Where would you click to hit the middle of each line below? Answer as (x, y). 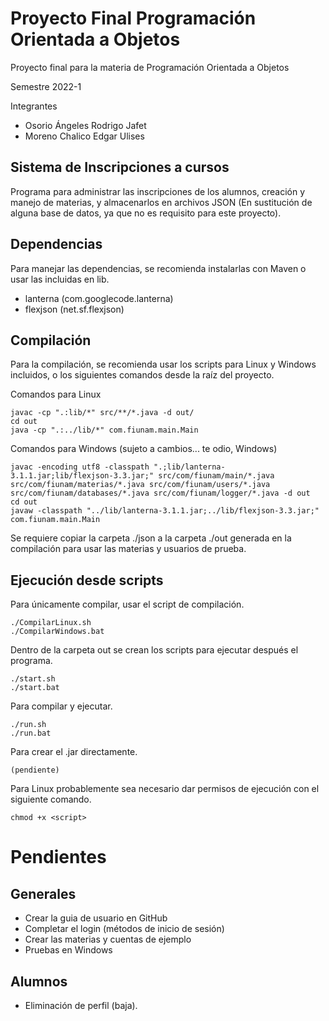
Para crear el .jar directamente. (74, 752)
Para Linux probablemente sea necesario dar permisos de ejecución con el (165, 789)
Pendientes (58, 857)
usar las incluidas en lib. (60, 279)
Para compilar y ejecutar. (61, 706)
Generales (43, 893)
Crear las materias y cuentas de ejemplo (108, 939)
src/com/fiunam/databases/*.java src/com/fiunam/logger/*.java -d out (160, 493)
